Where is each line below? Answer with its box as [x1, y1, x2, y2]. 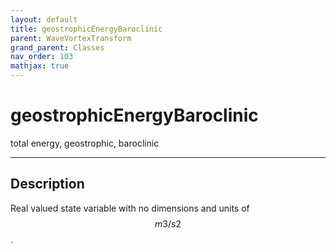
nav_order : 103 [10, 52, 74, 62]
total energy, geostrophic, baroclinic [10, 137, 160, 149]
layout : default [10, 14, 78, 25]
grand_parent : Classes [10, 42, 105, 53]
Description [10, 176, 85, 193]
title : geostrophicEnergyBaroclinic [10, 24, 163, 34]
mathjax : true [10, 61, 70, 71]
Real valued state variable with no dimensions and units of [10, 202, 250, 214]
